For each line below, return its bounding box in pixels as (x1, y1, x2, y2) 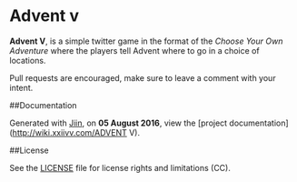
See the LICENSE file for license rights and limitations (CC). (9, 162, 232, 173)
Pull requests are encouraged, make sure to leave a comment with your (9, 72, 276, 83)
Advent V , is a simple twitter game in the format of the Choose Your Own (9, 35, 283, 46)
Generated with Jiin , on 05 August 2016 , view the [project (9, 117, 228, 128)
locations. (9, 55, 46, 66)
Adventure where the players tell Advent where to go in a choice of (9, 45, 261, 56)
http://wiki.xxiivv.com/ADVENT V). (12, 126, 141, 137)
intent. (9, 82, 34, 93)
